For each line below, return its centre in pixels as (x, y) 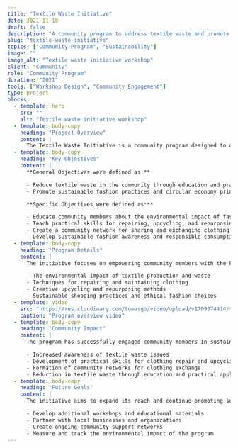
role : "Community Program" (47, 73)
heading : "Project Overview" (63, 133)
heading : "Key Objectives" (60, 159)
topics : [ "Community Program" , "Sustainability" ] (82, 47)
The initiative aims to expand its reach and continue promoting (124, 401)
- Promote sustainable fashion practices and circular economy (121, 191)
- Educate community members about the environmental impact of (123, 217)
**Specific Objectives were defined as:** (90, 204)
